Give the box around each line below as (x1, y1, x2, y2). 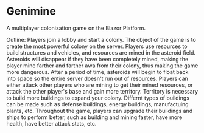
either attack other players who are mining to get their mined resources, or (6, 81, 193, 89)
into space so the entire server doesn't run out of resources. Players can (6, 75, 189, 82)
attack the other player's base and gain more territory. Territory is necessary (6, 87, 199, 95)
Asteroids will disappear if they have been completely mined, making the (6, 55, 189, 63)
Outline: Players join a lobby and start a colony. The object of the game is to (6, 36, 196, 43)
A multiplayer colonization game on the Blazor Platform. (6, 24, 146, 32)
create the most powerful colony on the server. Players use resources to (6, 43, 188, 50)
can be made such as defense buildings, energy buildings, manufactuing (6, 100, 189, 107)
